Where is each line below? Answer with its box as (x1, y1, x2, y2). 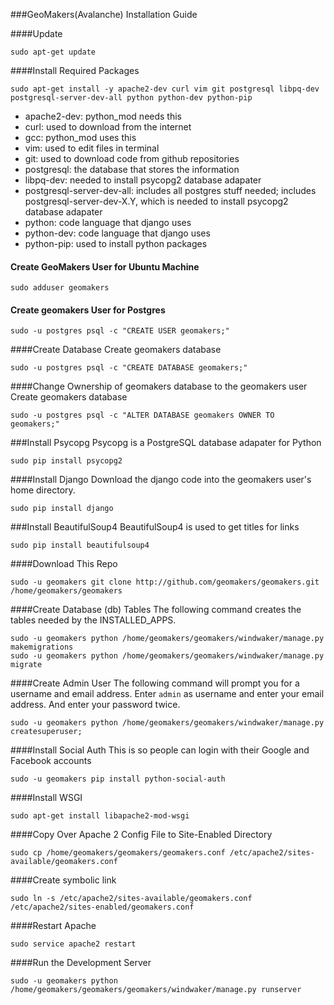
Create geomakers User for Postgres (10, 304, 166, 316)
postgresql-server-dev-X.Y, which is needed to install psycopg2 (24, 195, 289, 207)
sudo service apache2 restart (10, 939, 137, 949)
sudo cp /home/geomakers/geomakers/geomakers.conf (10, 848, 226, 858)
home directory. (10, 484, 76, 496)
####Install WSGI (10, 792, 83, 804)
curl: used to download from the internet (24, 121, 192, 133)
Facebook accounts (10, 755, 92, 767)
